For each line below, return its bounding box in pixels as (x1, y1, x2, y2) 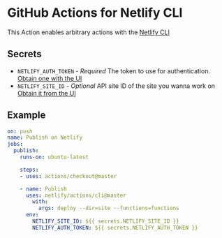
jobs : (7, 141, 23, 148)
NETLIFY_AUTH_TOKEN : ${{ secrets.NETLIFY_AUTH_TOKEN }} (32, 224, 198, 231)
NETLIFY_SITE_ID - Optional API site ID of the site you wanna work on (17, 82, 215, 90)
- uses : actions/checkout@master (20, 172, 117, 179)
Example (7, 110, 46, 121)
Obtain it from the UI (17, 89, 77, 97)
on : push (7, 128, 33, 135)
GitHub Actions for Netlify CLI (7, 5, 183, 21)
